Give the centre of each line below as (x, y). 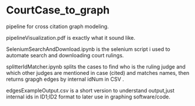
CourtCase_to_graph (58, 10)
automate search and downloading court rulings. (65, 55)
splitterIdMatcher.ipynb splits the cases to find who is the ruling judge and (96, 66)
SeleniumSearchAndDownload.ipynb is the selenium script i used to (88, 49)
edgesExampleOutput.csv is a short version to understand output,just (90, 90)
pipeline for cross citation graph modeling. (57, 26)
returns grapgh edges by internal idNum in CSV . (65, 79)
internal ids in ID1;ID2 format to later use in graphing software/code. (88, 97)
